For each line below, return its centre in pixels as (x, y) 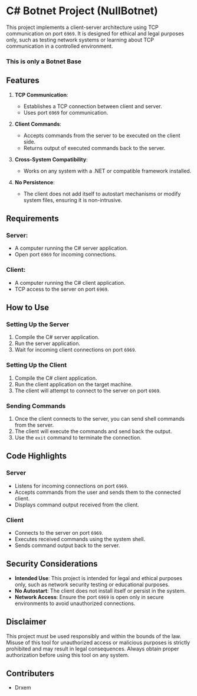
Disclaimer (26, 622)
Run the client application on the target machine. (73, 384)
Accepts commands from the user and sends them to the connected (98, 492)
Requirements (32, 219)
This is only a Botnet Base (44, 61)
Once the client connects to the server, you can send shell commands (99, 418)
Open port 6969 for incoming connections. (65, 255)
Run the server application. (47, 343)
